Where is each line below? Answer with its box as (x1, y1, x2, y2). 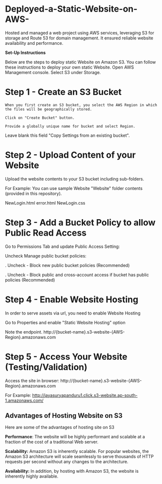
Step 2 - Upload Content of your (5, 149, 136, 161)
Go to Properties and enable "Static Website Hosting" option (5, 319, 126, 325)
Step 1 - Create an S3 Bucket (5, 87, 122, 98)
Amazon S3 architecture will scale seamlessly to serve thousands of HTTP (5, 454, 154, 460)
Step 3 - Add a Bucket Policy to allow (5, 217, 156, 228)
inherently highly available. (5, 473, 59, 479)
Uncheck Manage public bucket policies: (5, 253, 86, 259)
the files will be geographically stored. (5, 107, 92, 112)
